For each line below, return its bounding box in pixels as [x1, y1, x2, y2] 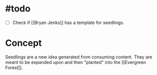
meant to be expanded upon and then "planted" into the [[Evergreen [5, 59, 146, 65]
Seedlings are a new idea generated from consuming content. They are [5, 53, 152, 60]
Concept [5, 37, 42, 49]
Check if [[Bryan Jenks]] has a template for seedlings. [12, 19, 124, 25]
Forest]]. [5, 64, 23, 70]
